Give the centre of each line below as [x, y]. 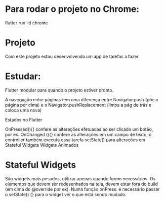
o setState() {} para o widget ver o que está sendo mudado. [66, 194]
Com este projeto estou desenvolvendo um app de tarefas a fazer [72, 56]
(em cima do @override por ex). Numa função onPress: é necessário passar [82, 189]
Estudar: [23, 76]
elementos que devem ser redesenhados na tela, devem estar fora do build [82, 184]
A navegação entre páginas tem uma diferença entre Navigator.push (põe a [82, 99]
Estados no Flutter [24, 120]
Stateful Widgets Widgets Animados [42, 145]
